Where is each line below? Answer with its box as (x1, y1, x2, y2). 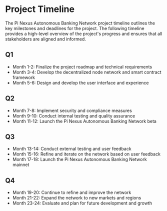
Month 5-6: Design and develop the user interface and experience (12, 79, 149, 85)
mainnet (12, 161, 29, 168)
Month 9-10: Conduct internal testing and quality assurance (12, 112, 135, 118)
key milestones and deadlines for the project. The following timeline (5, 25, 144, 31)
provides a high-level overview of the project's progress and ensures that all (5, 30, 162, 36)
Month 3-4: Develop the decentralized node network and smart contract (12, 69, 161, 75)
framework (12, 74, 35, 80)
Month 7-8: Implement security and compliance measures (12, 107, 132, 113)
